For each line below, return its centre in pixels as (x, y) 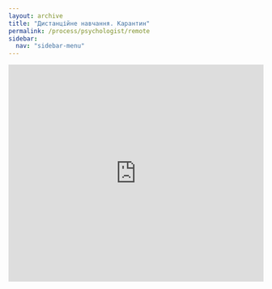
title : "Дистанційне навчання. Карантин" (79, 23)
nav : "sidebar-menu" (50, 46)
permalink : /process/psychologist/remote (79, 31)
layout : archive (36, 16)
